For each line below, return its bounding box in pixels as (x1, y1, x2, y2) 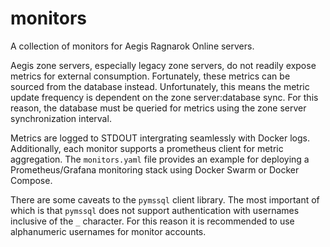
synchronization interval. (10, 112, 112, 124)
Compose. (10, 174, 53, 186)
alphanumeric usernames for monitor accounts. (10, 225, 207, 237)
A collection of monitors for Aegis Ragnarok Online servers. (10, 40, 255, 52)
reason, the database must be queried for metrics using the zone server (10, 102, 307, 114)
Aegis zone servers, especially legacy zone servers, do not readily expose (10, 59, 317, 71)
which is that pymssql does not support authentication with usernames (10, 204, 300, 216)
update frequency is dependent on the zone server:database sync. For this (10, 91, 319, 103)
